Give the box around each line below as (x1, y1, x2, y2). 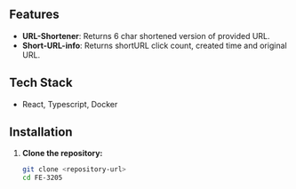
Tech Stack (9, 75, 73, 91)
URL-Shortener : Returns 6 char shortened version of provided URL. (21, 30, 270, 41)
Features (9, 7, 60, 22)
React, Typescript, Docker (21, 98, 118, 109)
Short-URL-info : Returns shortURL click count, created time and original (21, 40, 287, 51)
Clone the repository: (21, 148, 103, 159)
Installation (9, 124, 73, 140)
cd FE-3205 (21, 173, 63, 183)
